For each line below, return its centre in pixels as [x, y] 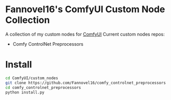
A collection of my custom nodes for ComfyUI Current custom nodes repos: [85, 34]
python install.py [25, 92]
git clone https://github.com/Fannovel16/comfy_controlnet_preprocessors [86, 83]
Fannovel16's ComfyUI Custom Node [85, 9]
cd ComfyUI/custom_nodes [32, 78]
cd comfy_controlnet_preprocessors [43, 87]
